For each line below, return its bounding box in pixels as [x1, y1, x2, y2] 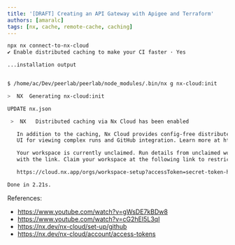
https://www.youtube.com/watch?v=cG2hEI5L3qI [17, 214, 160, 223]
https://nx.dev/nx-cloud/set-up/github [17, 222, 127, 230]
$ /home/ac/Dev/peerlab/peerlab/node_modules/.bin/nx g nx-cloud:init [7, 80, 218, 87]
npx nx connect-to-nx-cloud [7, 43, 90, 50]
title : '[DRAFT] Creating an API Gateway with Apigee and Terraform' [7, 10, 215, 17]
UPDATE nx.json [7, 105, 52, 112]
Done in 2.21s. [7, 181, 52, 188]
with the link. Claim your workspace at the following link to [16, 156, 205, 163]
